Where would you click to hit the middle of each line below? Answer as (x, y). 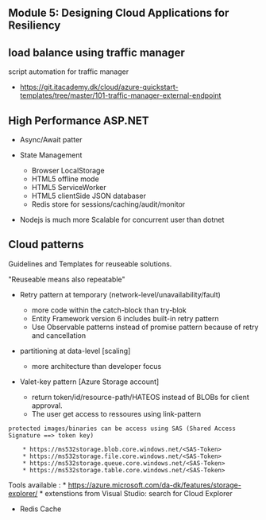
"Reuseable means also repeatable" (67, 279)
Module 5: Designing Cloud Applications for (119, 13)
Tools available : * (37, 485)
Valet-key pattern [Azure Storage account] (89, 382)
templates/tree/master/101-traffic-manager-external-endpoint (120, 95)
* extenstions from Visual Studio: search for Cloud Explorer (136, 493)
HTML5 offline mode (65, 179)
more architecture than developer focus (96, 366)
